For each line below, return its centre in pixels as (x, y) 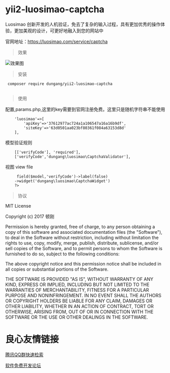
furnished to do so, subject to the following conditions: (62, 254)
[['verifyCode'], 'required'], (48, 152)
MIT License (18, 206)
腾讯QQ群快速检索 (24, 355)
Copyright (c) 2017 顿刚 (30, 216)
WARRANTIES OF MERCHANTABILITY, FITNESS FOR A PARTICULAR (77, 290)
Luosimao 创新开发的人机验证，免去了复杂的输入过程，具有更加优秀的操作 (83, 24)
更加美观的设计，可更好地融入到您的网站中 (59, 30)
